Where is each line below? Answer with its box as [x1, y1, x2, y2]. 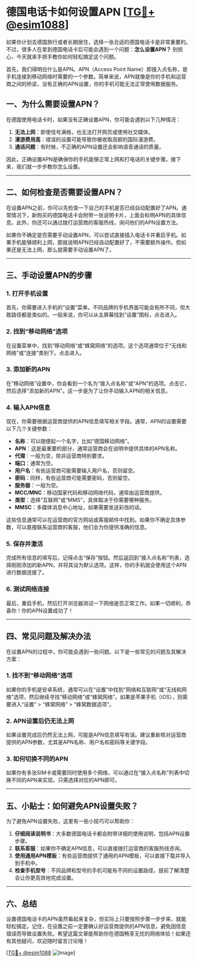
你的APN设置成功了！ [21, 607, 74, 614]
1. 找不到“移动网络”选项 [6, 672, 73, 680]
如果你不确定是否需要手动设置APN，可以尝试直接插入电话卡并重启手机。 [6, 231, 182, 238]
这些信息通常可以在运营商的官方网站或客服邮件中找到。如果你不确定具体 [6, 516, 181, 523]
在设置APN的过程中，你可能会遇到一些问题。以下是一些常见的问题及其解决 [6, 648, 186, 655]
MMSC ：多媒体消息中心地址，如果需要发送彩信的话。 [14, 504, 145, 511]
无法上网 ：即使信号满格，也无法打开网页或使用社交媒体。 [14, 128, 154, 135]
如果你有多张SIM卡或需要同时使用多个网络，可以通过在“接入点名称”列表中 [6, 769, 185, 776]
